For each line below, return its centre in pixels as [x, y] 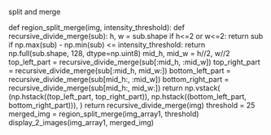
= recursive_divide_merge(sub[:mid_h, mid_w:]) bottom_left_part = [120, 71]
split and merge [35, 12]
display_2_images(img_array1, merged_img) [81, 122]
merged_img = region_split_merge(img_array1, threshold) [104, 114]
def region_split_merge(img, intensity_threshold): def [97, 27]
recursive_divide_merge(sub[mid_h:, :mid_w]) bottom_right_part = [119, 79]
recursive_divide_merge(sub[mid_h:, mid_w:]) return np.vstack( [114, 88]
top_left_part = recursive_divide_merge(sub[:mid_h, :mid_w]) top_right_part [134, 62]
